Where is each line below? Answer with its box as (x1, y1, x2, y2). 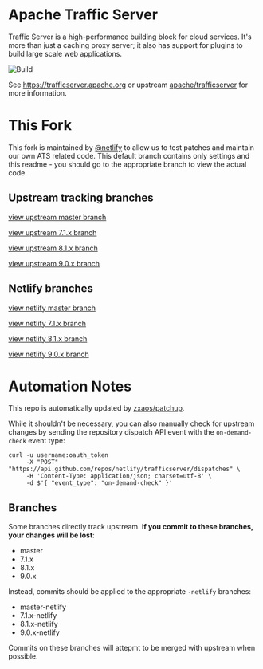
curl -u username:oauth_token (8, 451, 109, 459)
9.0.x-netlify (19, 628, 60, 637)
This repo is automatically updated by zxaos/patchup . (8, 403, 185, 413)
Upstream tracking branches (8, 191, 154, 205)
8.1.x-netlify (19, 620, 58, 629)
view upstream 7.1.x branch (8, 227, 97, 237)
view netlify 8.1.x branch (8, 333, 88, 344)
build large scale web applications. (8, 49, 122, 58)
